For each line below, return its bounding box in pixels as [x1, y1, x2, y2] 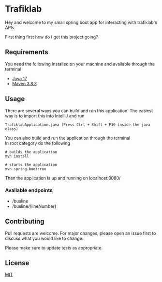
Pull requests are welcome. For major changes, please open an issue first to [5, 230, 156, 236]
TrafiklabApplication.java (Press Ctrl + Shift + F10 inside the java [5, 122, 150, 127]
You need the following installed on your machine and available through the [5, 61, 155, 66]
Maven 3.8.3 [12, 81, 37, 86]
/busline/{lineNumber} [12, 203, 57, 209]
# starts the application [5, 162, 57, 167]
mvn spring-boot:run [5, 166, 47, 171]
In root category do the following [5, 140, 70, 146]
